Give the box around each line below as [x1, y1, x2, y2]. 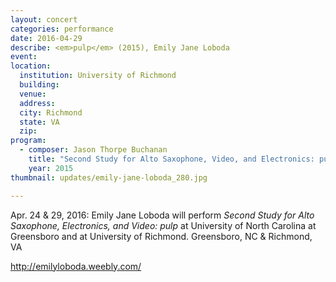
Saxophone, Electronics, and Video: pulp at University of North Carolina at [10, 219, 317, 231]
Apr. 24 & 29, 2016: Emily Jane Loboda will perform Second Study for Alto [10, 209, 315, 221]
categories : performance [10, 24, 114, 34]
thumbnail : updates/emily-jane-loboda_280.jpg [10, 172, 208, 183]
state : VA [19, 117, 60, 127]
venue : [19, 89, 47, 99]
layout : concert [10, 14, 78, 25]
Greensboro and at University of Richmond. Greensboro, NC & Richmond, [10, 230, 313, 242]
